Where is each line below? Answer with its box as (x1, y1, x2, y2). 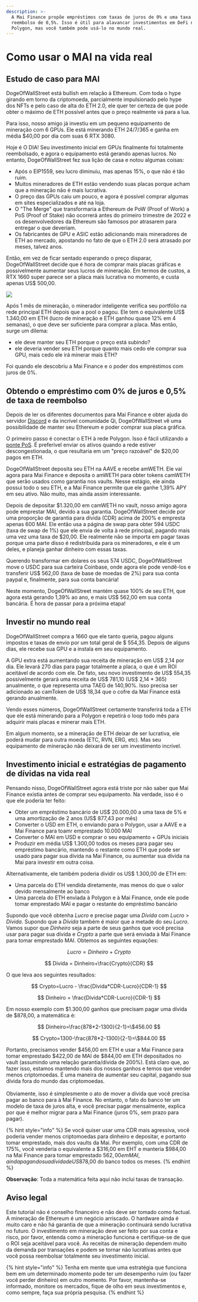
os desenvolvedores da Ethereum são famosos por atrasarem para (14, 218, 177, 225)
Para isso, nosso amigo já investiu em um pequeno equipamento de (6, 120, 170, 127)
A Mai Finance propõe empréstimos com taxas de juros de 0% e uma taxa (11, 14, 192, 20)
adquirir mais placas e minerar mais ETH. (6, 718, 106, 725)
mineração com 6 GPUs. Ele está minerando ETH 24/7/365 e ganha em (6, 126, 179, 133)
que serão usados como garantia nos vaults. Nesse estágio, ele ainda (6, 478, 175, 485)
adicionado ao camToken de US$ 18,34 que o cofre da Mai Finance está (6, 688, 181, 695)
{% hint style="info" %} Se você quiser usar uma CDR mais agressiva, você (6, 1126, 190, 1134)
